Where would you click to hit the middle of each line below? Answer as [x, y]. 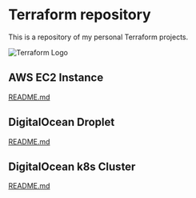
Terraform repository [80, 15]
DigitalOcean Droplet [62, 122]
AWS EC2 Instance [56, 78]
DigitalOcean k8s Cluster [72, 166]
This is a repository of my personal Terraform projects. [98, 37]
